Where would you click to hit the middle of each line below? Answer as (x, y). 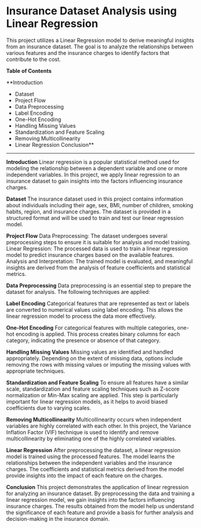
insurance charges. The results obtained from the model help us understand (100, 506)
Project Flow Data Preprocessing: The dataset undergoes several (87, 236)
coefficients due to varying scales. (49, 408)
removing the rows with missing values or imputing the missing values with (98, 364)
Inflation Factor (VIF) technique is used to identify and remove (83, 432)
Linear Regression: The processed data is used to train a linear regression (97, 248)
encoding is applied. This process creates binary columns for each (98, 334)
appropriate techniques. (36, 371)
